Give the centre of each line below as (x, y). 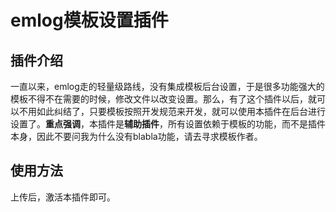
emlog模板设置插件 (89, 20)
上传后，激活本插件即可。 (63, 197)
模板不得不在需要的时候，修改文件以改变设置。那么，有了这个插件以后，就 (163, 99)
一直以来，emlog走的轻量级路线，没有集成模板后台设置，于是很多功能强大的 (167, 86)
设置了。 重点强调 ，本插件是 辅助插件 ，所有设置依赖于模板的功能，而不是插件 (168, 124)
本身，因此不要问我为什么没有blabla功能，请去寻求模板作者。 (136, 136)
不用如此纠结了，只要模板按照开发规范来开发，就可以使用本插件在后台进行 (172, 111)
